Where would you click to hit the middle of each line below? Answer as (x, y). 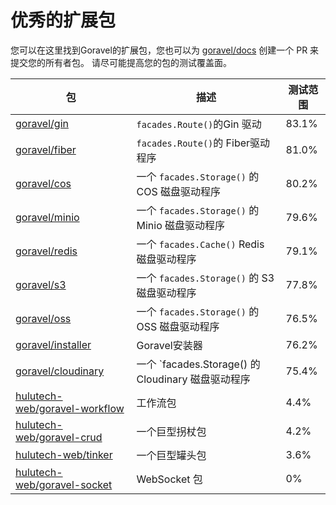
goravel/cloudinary (60, 371)
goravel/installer (53, 344)
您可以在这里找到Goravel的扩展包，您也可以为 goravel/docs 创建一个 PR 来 (165, 50)
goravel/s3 (41, 284)
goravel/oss (43, 318)
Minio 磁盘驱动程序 (181, 225)
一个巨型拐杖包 (171, 431)
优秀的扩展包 (63, 20)
